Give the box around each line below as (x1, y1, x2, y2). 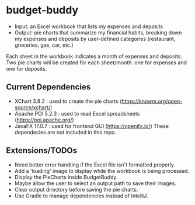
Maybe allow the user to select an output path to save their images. (14, 179, 177, 187)
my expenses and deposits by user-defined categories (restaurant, (14, 35, 176, 42)
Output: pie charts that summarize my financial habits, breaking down (14, 29, 182, 36)
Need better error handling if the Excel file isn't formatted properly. (14, 161, 176, 168)
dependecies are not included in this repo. (14, 128, 117, 135)
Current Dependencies (6, 82, 91, 92)
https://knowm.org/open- (121, 98, 183, 105)
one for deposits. (6, 65, 47, 72)
